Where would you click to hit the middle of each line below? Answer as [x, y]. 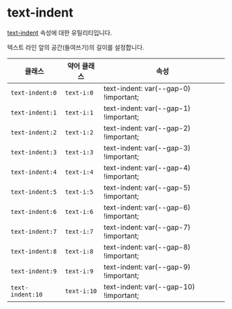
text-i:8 [79, 251]
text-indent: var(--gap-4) [147, 168]
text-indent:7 [34, 231]
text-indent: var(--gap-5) [147, 188]
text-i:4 [79, 172]
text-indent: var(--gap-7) [147, 227]
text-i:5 [79, 192]
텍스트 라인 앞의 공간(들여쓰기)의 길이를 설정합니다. [76, 47]
